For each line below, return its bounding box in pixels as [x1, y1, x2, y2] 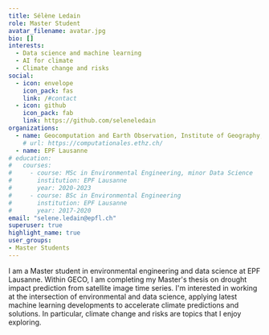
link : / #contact [22, 94, 78, 102]
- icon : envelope [15, 79, 74, 87]
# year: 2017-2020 [8, 206, 92, 214]
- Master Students [8, 244, 70, 252]
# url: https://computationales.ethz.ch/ [22, 139, 163, 147]
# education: [8, 154, 52, 162]
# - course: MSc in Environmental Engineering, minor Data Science [8, 169, 253, 177]
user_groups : [8, 237, 52, 245]
